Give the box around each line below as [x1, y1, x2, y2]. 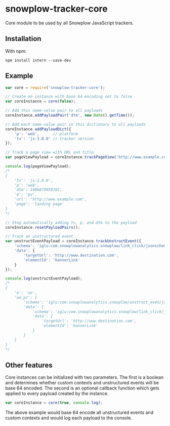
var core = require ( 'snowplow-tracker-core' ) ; [5, 85, 105, 90]
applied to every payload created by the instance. [5, 390, 109, 397]
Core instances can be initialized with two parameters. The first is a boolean [5, 374, 164, 380]
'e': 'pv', [14, 192, 37, 197]
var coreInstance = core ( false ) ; [5, 99, 76, 104]
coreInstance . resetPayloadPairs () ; [5, 225, 80, 230]
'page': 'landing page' [14, 201, 65, 207]
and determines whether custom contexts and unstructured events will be [5, 380, 159, 386]
